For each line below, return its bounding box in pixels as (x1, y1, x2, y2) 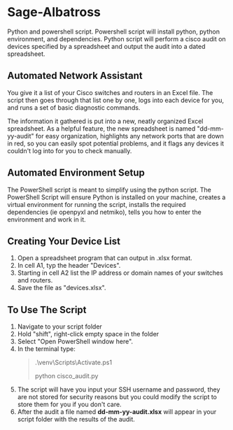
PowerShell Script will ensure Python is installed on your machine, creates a (7, 193, 226, 201)
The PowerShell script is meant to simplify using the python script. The (7, 185, 211, 194)
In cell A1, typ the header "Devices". (17, 261, 121, 270)
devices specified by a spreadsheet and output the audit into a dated (7, 42, 206, 50)
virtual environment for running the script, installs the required (7, 200, 186, 208)
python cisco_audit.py (34, 372, 99, 380)
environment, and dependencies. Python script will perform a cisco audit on (7, 34, 226, 43)
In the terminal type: (17, 345, 76, 353)
